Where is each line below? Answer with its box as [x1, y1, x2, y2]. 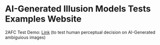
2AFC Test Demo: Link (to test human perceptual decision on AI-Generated [5, 29, 156, 35]
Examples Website [5, 13, 82, 24]
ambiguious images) [5, 34, 46, 40]
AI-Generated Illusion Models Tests [5, 3, 151, 14]
